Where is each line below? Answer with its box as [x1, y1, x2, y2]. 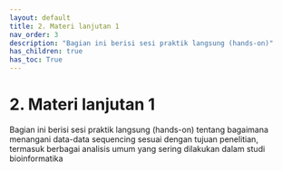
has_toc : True [9, 55, 63, 64]
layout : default [9, 13, 71, 23]
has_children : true [9, 47, 83, 56]
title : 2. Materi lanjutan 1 [9, 22, 120, 31]
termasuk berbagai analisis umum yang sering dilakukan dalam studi [9, 143, 266, 154]
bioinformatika [9, 153, 63, 164]
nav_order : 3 [9, 30, 59, 39]
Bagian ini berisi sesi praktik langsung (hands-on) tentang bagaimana [9, 124, 269, 135]
